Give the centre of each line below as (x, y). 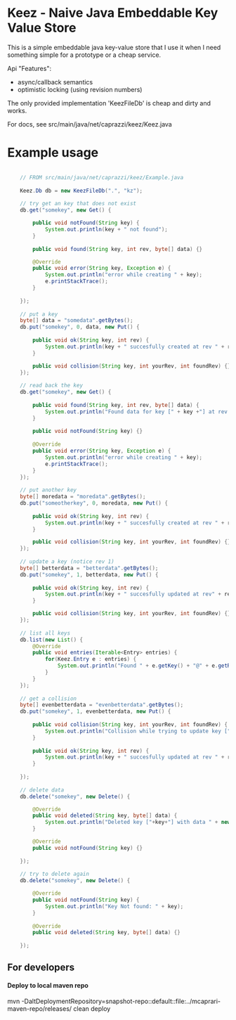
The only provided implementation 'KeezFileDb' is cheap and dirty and (109, 103)
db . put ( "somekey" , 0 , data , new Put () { (80, 327)
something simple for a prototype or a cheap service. (84, 55)
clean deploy (92, 1008)
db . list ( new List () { (51, 640)
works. (17, 110)
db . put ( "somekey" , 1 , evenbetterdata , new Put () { (96, 711)
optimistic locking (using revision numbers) (80, 89)
